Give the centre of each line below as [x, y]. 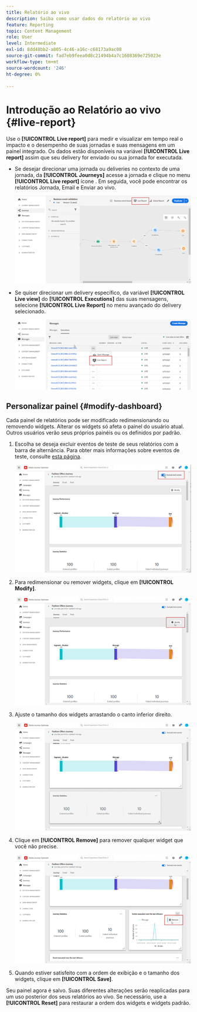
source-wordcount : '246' [36, 68]
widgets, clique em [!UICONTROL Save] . [64, 979]
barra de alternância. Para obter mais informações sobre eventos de [97, 450]
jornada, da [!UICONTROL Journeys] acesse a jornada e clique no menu [102, 175]
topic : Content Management [39, 31]
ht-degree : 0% [23, 74]
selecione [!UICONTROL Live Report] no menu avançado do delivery [98, 305]
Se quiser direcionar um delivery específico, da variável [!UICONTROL [99, 293]
